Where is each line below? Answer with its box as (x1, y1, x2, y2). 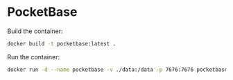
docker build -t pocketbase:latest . (7, 40, 116, 47)
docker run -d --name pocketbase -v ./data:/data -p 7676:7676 (7, 66, 194, 73)
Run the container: (7, 52, 60, 61)
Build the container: (7, 27, 63, 35)
